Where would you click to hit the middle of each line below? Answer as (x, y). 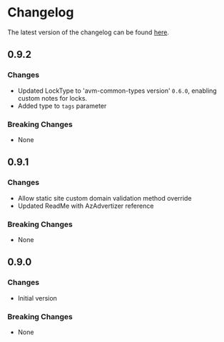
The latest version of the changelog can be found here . (88, 32)
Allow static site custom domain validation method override (105, 198)
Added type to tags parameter (62, 106)
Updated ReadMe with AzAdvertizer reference (86, 206)
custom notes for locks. (52, 98)
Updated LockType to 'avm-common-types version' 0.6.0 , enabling (117, 91)
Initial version (37, 298)
